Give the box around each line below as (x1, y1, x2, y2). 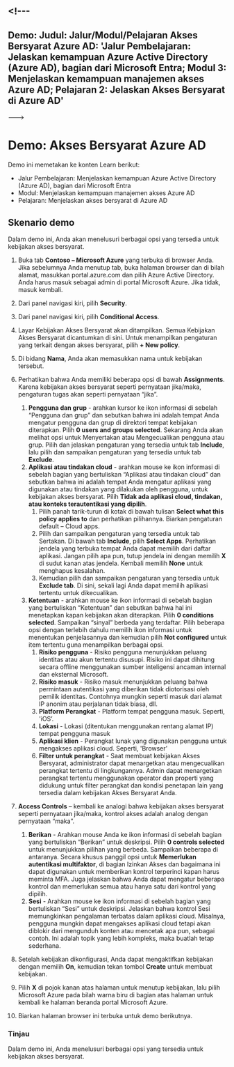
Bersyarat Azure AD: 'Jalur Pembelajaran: (8, 40, 192, 52)
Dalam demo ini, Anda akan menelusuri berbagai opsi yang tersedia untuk (8, 235, 219, 243)
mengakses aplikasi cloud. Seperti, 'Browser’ (38, 744, 168, 752)
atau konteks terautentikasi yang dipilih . (28, 500, 147, 508)
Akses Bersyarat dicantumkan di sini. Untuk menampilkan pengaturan (17, 333, 217, 341)
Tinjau (8, 1029, 30, 1038)
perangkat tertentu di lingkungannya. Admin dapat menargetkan (38, 766, 222, 774)
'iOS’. (38, 714, 54, 723)
